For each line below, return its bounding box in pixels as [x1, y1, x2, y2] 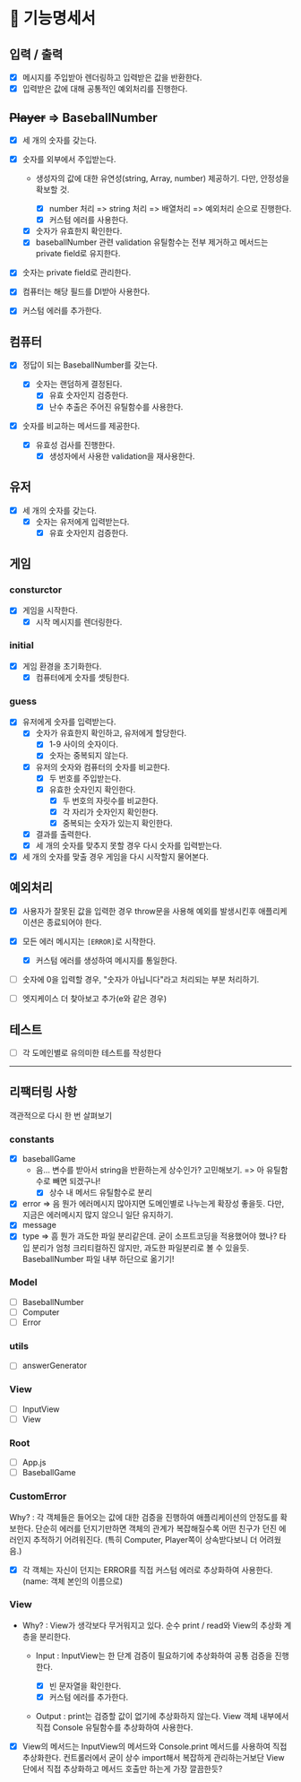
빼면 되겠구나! [52, 1176, 101, 1187]
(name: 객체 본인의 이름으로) [21, 1575, 124, 1587]
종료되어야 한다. [46, 916, 102, 928]
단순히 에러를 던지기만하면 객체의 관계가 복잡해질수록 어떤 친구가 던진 [35, 1523, 278, 1534]
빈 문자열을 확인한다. [48, 1680, 122, 1691]
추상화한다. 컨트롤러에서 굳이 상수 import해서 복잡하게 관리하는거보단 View [21, 1752, 285, 1763]
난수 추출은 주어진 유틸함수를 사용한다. [48, 401, 184, 412]
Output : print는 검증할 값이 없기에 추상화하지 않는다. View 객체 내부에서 [35, 1710, 289, 1721]
